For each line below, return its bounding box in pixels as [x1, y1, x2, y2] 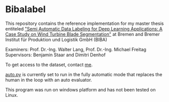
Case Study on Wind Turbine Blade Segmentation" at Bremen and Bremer [5, 31, 160, 37]
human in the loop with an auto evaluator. [5, 77, 92, 83]
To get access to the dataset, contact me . [5, 61, 93, 67]
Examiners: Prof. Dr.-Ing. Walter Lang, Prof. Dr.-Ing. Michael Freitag [5, 46, 147, 52]
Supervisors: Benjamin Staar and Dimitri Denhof [5, 52, 106, 58]
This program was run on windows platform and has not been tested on [5, 86, 156, 92]
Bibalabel [5, 4, 46, 15]
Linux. [5, 92, 18, 98]
